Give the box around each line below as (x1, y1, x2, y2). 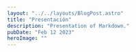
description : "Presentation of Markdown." (7, 22, 130, 29)
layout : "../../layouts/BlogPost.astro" (7, 9, 124, 17)
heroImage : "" (7, 35, 48, 42)
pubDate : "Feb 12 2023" (7, 28, 75, 36)
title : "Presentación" (7, 16, 72, 23)
